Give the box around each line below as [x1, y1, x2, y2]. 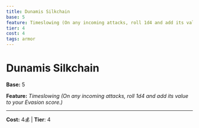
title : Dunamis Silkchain [6, 8, 70, 15]
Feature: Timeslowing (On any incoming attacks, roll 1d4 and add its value [6, 92, 188, 99]
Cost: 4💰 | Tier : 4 [6, 116, 51, 123]
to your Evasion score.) [6, 99, 63, 106]
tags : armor [6, 36, 36, 42]
